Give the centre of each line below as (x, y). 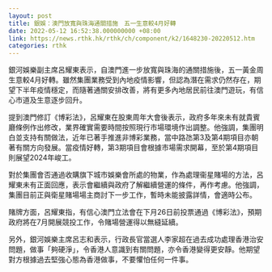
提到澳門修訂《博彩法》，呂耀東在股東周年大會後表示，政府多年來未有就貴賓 (134, 117)
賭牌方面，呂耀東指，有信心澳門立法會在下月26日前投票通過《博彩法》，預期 (135, 212)
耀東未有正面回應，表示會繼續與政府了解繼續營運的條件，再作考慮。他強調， (136, 185)
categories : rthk (38, 46)
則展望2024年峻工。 (42, 157)
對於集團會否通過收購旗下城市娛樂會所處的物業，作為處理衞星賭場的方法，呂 (136, 175)
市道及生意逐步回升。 (51, 100)
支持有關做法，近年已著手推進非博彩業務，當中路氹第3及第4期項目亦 (137, 137)
